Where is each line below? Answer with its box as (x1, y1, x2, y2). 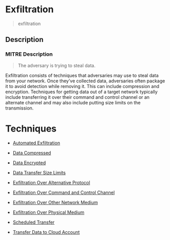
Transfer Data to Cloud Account (12, 229, 80, 235)
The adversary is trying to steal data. (17, 62, 96, 69)
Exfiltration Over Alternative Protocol (12, 179, 91, 185)
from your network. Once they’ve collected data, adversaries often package (5, 78, 165, 84)
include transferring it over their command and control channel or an (5, 94, 150, 100)
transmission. (5, 105, 34, 111)
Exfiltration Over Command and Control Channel (12, 189, 115, 195)
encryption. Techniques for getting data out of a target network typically (5, 89, 158, 95)
